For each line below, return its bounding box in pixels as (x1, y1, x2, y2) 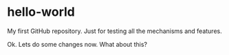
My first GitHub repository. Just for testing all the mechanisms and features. (7, 27, 222, 35)
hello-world (7, 4, 76, 20)
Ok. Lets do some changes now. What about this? (7, 40, 148, 48)
